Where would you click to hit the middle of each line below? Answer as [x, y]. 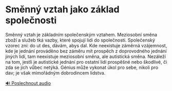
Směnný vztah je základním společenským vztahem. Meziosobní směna [81, 34]
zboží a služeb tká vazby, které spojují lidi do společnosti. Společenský [80, 40]
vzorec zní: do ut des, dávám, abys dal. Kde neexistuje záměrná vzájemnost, [86, 45]
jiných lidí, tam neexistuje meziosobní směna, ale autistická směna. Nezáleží [85, 56]
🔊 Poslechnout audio [28, 83]
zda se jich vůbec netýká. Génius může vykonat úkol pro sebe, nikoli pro [82, 67]
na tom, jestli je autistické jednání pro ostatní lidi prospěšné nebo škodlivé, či [86, 62]
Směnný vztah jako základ [62, 10]
